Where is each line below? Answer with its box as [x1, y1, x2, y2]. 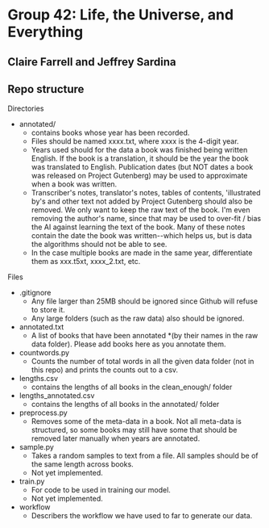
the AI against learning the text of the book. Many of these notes [31, 222, 246, 232]
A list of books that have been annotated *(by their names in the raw [31, 331, 259, 341]
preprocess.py [19, 408, 68, 417]
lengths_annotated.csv [19, 391, 95, 400]
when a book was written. [31, 179, 118, 189]
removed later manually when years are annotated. [31, 434, 201, 443]
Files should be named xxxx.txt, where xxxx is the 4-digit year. [31, 136, 239, 146]
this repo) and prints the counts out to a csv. [31, 365, 179, 375]
